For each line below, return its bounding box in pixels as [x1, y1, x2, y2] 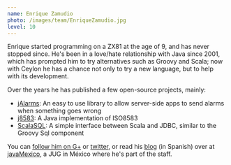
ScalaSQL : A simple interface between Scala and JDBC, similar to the [17, 122, 217, 130]
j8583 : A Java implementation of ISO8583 [17, 114, 138, 122]
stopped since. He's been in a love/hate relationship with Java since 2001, [7, 50, 221, 58]
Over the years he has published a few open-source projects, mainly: [7, 85, 206, 94]
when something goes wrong [17, 106, 102, 115]
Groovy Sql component [17, 129, 84, 137]
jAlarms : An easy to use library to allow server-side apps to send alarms [17, 99, 225, 108]
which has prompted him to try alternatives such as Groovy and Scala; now [7, 57, 223, 66]
